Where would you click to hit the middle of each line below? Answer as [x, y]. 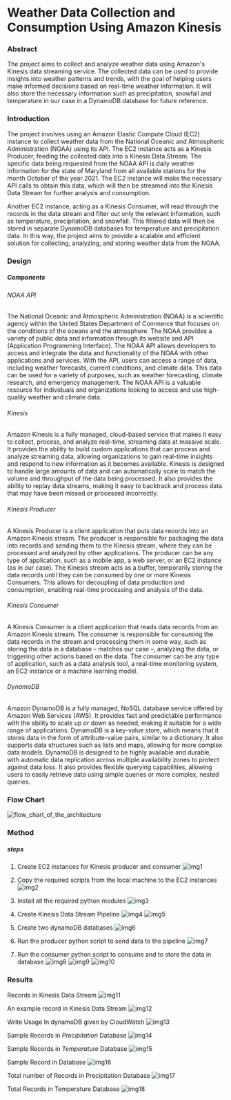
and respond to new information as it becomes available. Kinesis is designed [116, 464]
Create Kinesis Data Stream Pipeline [68, 914]
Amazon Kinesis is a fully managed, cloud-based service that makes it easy [114, 435]
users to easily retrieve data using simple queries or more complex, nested [113, 775]
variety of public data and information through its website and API [101, 339]
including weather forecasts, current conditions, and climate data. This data [114, 368]
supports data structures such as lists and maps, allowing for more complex [115, 745]
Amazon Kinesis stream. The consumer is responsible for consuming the [110, 634]
